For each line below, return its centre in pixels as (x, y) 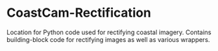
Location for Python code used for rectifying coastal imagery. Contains (109, 32)
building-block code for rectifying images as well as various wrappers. (108, 39)
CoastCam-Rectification (79, 13)
